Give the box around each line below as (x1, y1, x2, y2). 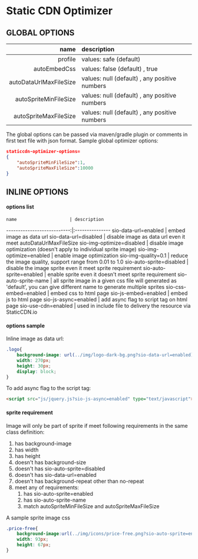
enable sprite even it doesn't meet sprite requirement (47, 271, 177, 278)
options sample (6, 322, 45, 329)
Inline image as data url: (6, 335, 64, 342)
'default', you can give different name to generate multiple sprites (6, 283, 165, 290)
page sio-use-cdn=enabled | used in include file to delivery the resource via (6, 302, 191, 309)
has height (14, 452, 41, 459)
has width (14, 446, 39, 453)
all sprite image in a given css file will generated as (53, 277, 177, 284)
